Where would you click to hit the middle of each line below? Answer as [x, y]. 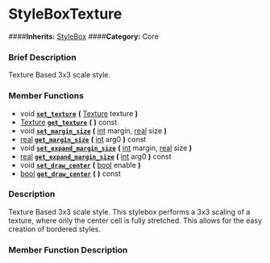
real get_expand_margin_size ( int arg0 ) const [96, 156]
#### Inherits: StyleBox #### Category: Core [83, 36]
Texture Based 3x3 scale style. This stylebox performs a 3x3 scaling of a [129, 211]
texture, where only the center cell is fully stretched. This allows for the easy [135, 220]
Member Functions [46, 96]
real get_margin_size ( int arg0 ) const [83, 139]
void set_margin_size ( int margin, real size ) [93, 131]
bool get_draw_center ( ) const [70, 173]
